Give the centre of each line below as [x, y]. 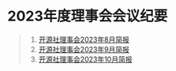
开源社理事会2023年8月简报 [84, 39]
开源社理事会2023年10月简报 [85, 59]
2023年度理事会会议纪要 [88, 16]
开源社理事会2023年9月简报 [84, 49]
